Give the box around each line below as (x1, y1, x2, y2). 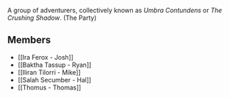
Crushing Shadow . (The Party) (7, 13, 97, 22)
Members (7, 34, 51, 46)
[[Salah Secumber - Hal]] (17, 75, 92, 84)
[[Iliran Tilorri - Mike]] (17, 67, 81, 77)
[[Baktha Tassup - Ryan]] (17, 60, 92, 69)
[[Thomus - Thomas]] (17, 83, 82, 92)
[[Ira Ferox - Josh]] (17, 53, 74, 61)
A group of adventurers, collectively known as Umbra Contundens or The (7, 6, 223, 14)
